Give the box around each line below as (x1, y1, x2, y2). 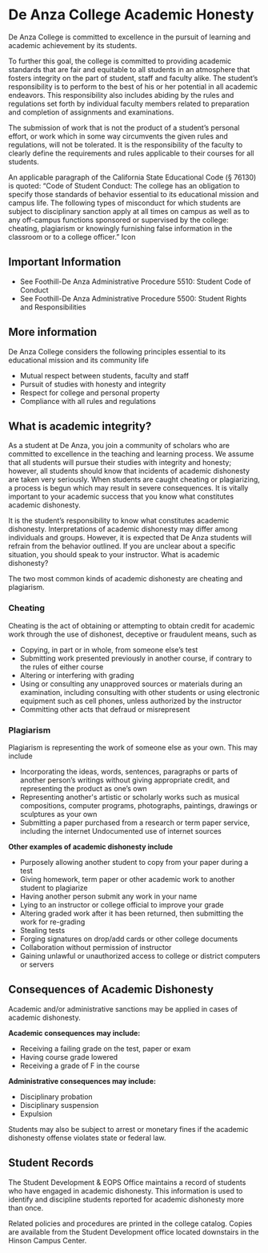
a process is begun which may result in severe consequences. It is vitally (8, 483, 249, 493)
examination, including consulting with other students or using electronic (19, 687, 260, 697)
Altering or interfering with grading (19, 670, 134, 680)
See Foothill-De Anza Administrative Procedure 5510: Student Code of (19, 277, 251, 286)
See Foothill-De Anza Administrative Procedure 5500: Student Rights (19, 293, 247, 303)
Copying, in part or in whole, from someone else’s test (19, 645, 198, 654)
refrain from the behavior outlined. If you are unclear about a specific (8, 541, 236, 551)
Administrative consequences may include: (8, 1076, 156, 1085)
